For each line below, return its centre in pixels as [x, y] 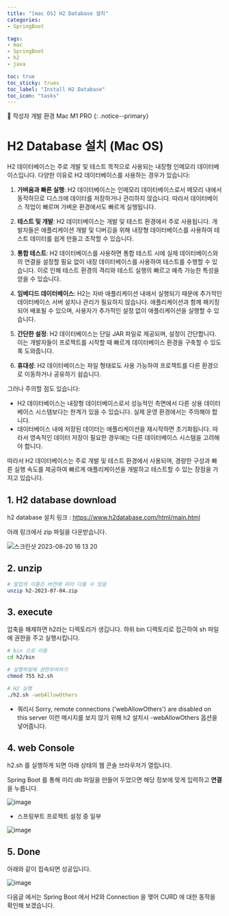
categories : [24, 20]
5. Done [24, 852]
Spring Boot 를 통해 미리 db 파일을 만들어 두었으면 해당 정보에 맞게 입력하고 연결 [114, 780]
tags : [15, 38]
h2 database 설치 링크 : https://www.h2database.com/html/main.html [104, 517]
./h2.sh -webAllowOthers [42, 695]
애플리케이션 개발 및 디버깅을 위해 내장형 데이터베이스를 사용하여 [127, 230]
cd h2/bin [21, 657]
